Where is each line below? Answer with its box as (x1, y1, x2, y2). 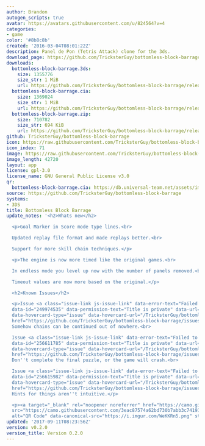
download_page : (6, 54, 45, 60)
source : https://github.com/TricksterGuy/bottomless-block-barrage (6, 190, 182, 196)
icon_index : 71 (6, 144, 45, 151)
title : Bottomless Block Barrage (6, 207, 92, 213)
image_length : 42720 (6, 156, 59, 162)
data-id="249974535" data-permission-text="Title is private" (12, 306, 173, 313)
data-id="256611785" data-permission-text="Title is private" (12, 340, 173, 346)
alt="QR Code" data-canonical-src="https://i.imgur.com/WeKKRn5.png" (12, 413, 192, 419)
